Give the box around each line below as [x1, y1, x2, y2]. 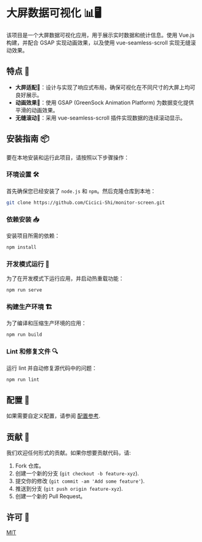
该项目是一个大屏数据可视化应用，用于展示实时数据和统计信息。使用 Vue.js [6, 31, 195, 38]
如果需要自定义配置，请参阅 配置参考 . [6, 412, 101, 419]
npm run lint [6, 377, 40, 383]
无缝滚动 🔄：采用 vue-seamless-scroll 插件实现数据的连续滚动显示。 [15, 114, 186, 121]
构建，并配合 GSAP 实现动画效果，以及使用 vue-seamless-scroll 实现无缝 [6, 38, 191, 46]
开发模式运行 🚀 [6, 259, 50, 268]
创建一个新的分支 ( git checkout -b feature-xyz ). [15, 470, 139, 477]
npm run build [6, 331, 43, 338]
